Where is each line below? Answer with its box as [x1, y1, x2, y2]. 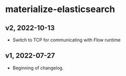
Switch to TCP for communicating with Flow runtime [12, 37, 121, 43]
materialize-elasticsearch [5, 4, 115, 15]
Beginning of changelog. [12, 64, 64, 71]
